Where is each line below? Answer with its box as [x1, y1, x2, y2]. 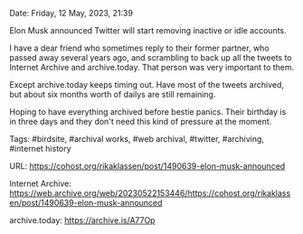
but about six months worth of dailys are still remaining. [9, 89, 216, 99]
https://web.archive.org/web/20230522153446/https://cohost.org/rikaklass [9, 188, 291, 198]
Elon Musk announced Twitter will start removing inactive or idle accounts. [9, 25, 287, 35]
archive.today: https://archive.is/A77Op [9, 215, 156, 225]
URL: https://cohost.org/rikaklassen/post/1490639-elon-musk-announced [9, 161, 286, 171]
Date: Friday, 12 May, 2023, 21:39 [9, 8, 134, 18]
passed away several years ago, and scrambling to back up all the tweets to [9, 52, 292, 62]
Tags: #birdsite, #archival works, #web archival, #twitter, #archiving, [9, 134, 265, 144]
